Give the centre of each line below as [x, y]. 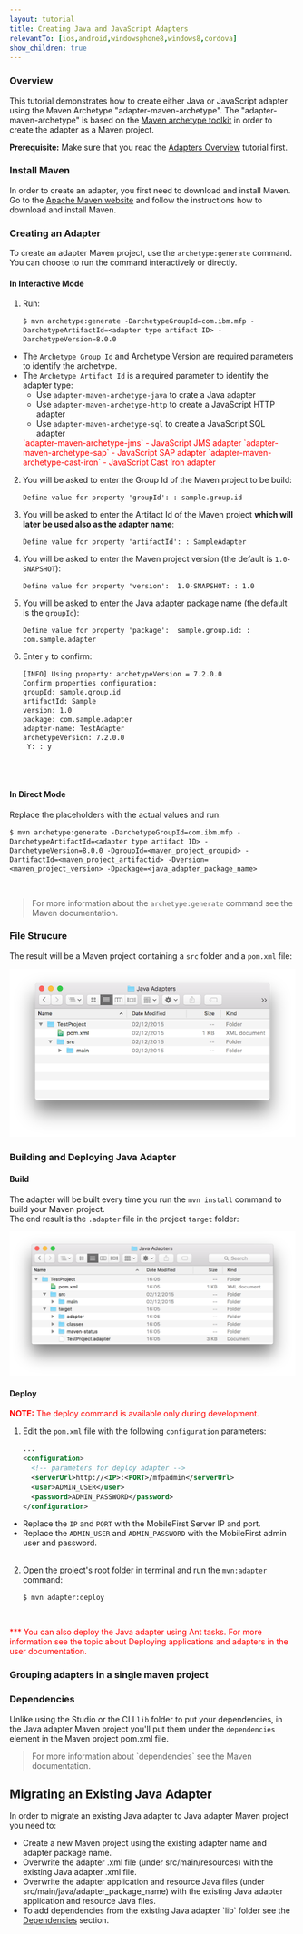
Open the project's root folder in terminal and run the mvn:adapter [145, 1570]
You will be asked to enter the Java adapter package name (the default [155, 603]
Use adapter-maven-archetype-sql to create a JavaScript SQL [151, 424]
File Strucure [39, 936]
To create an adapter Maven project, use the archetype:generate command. [151, 253]
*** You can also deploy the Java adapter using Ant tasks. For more [136, 1632]
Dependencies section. [66, 1920]
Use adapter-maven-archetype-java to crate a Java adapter [146, 395]
